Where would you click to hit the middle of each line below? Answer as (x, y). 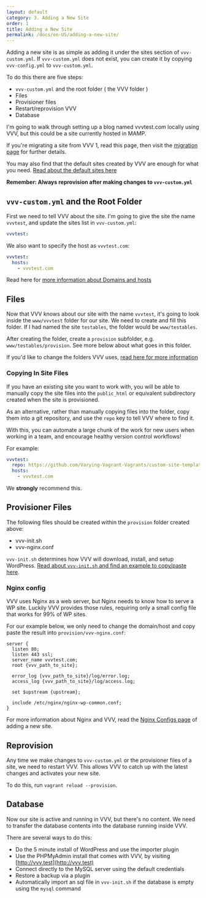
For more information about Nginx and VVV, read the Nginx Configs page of (102, 720)
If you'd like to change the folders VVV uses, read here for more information (102, 357)
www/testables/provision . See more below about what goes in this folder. (99, 345)
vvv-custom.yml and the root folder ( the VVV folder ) (82, 89)
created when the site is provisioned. (53, 400)
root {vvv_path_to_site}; (45, 666)
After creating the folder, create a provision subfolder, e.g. (80, 339)
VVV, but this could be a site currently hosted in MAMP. (76, 134)
